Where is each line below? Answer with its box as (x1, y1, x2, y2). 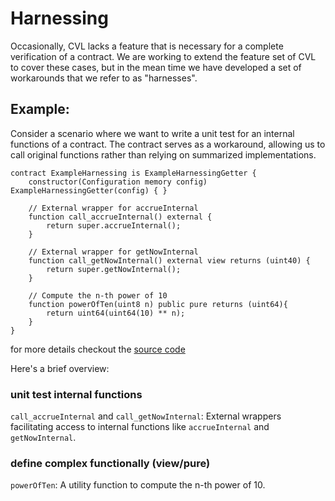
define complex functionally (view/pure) (10, 456, 211, 470)
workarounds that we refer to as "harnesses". (10, 72, 198, 84)
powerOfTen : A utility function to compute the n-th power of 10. (10, 479, 266, 491)
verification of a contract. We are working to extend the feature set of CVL (10, 50, 317, 62)
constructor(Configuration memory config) (28, 177, 208, 187)
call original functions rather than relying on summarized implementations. (10, 148, 317, 161)
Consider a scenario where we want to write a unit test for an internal (10, 127, 295, 139)
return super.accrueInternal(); (46, 220, 182, 231)
